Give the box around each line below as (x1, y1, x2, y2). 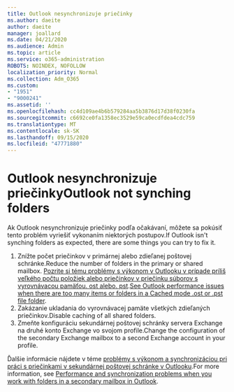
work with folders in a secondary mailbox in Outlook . (7, 377, 159, 386)
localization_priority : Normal (7, 69, 98, 76)
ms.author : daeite (7, 17, 61, 24)
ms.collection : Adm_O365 (7, 75, 80, 83)
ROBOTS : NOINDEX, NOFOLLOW (7, 62, 86, 69)
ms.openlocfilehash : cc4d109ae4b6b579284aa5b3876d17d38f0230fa (7, 108, 196, 115)
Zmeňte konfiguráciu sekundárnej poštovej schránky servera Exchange (17, 319, 223, 328)
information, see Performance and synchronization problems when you (7, 370, 212, 378)
